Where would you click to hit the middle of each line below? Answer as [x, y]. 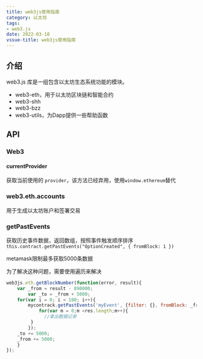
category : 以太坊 [27, 18]
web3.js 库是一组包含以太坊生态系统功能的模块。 [67, 82]
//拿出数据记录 [60, 317]
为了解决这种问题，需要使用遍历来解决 [54, 271]
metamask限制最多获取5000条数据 [50, 259]
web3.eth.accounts [36, 196]
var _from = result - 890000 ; [55, 288]
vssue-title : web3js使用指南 [41, 40]
